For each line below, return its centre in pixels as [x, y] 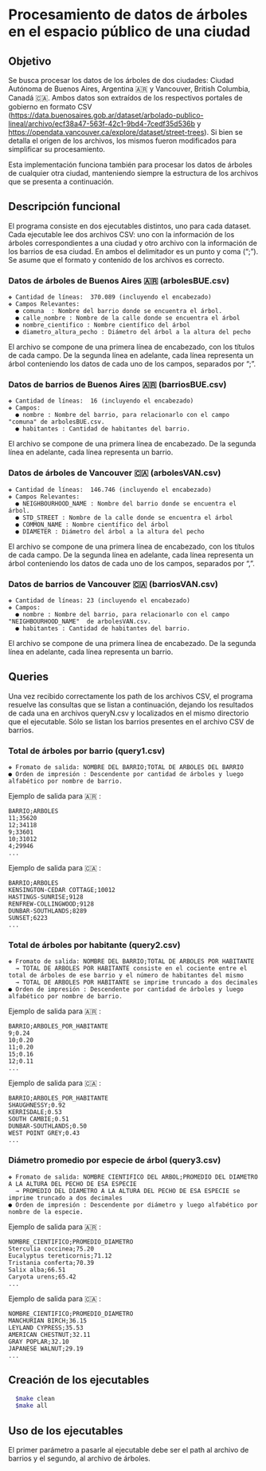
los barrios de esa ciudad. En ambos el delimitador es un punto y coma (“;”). [133, 251]
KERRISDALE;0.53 [35, 1112]
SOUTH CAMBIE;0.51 [39, 1120]
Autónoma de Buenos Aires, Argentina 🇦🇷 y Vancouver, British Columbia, [129, 89]
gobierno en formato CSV [50, 107]
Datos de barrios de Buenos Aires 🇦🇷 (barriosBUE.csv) [117, 385]
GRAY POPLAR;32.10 [39, 1342]
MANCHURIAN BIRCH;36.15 [48, 1320]
